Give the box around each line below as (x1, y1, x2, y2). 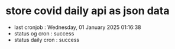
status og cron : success (14, 30, 74, 37)
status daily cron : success (14, 36, 80, 43)
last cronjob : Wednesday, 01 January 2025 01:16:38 (14, 24, 141, 31)
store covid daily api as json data (5, 4, 170, 18)
